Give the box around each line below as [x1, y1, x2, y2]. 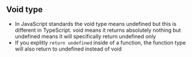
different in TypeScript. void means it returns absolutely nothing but [14, 26, 181, 33]
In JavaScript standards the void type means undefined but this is [14, 20, 177, 27]
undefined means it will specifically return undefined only [14, 32, 156, 40]
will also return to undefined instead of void [14, 45, 122, 52]
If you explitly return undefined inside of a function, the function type [14, 39, 186, 46]
